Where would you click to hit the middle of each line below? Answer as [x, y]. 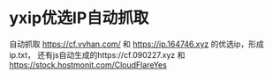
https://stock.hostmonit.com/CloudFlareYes [88, 65]
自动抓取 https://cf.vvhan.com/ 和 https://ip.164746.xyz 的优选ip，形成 [136, 44]
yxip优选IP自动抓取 [79, 18]
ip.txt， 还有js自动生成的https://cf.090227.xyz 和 [97, 54]
